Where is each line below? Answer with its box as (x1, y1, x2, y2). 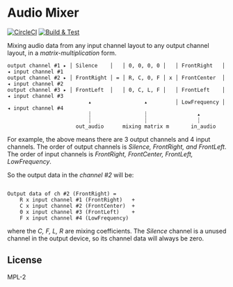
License (7, 254, 42, 266)
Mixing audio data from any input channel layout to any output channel (7, 41, 210, 49)
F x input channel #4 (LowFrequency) (19, 214, 129, 222)
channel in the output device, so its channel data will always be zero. (7, 234, 204, 243)
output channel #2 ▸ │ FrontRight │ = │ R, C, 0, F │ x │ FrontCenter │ (7, 74, 226, 81)
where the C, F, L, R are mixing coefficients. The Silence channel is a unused (7, 227, 227, 235)
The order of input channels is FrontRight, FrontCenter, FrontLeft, (7, 149, 193, 158)
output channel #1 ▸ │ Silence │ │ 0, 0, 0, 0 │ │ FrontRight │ (7, 62, 226, 69)
